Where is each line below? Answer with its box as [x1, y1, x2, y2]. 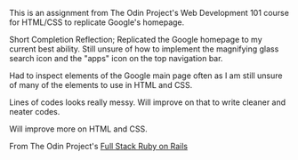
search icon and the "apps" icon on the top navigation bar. [9, 53, 223, 63]
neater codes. [9, 107, 60, 116]
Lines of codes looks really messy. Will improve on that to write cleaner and [9, 97, 286, 108]
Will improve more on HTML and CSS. [9, 124, 149, 134]
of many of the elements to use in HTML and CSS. [9, 80, 193, 90]
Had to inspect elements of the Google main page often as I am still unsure [9, 70, 283, 81]
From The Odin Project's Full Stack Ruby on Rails [9, 141, 189, 151]
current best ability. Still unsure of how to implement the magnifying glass [9, 44, 279, 54]
